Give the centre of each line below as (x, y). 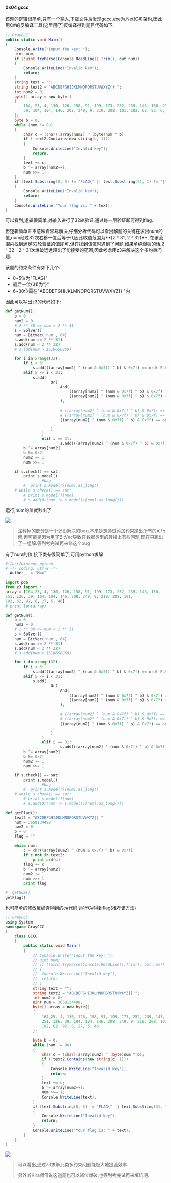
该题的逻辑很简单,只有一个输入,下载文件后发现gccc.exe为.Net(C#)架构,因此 (84, 19)
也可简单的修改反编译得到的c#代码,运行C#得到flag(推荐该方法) (71, 908)
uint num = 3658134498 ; (58, 1002)
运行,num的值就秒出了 (28, 510)
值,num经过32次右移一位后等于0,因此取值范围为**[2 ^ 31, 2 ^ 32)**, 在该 (82, 238)
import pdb (17, 583)
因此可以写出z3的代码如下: (33, 302)
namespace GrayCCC (25, 927)
